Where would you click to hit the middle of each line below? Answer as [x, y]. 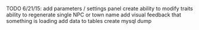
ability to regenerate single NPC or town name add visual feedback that [94, 15]
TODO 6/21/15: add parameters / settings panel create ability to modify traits [100, 9]
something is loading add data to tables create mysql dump [79, 21]
